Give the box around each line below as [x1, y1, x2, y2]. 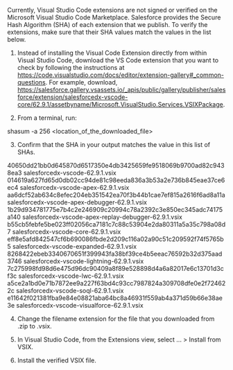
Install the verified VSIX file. [17, 356, 97, 364]
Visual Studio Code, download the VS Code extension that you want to [17, 56, 219, 64]
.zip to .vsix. [17, 322, 52, 330]
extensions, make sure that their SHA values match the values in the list [7, 28, 212, 36]
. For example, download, [45, 78, 118, 86]
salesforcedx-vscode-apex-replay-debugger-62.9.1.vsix [21, 213, 182, 221]
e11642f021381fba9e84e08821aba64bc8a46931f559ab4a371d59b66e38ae [7, 294, 223, 302]
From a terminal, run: [17, 114, 78, 122]
